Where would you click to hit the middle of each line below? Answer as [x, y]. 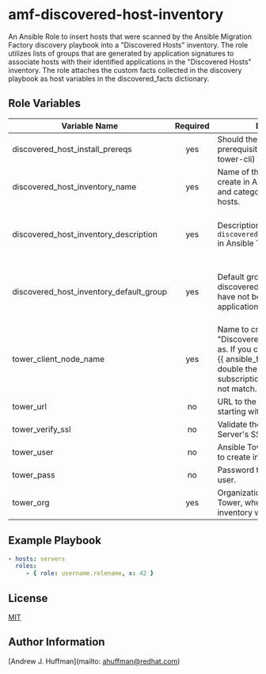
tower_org [31, 502]
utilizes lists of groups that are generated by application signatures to [121, 53]
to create [234, 457]
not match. [237, 388]
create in [234, 181]
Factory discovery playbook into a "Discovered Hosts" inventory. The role [128, 44]
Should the [237, 139]
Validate [232, 424]
